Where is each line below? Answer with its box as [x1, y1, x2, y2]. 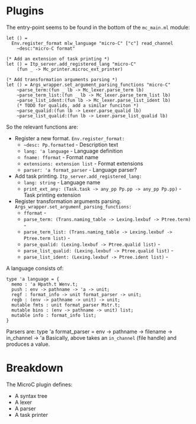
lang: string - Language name [23, 179, 101, 186]
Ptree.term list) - [23, 234, 70, 241]
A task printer [14, 411, 49, 418]
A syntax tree [14, 392, 47, 399]
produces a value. [6, 341, 50, 348]
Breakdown [6, 361, 63, 375]
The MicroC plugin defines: [6, 381, 73, 388]
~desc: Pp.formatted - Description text [23, 141, 118, 148]
